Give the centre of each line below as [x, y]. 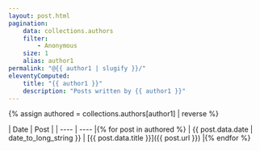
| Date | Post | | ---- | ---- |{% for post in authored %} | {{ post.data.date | [130, 129]
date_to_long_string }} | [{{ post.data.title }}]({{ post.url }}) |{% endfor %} [130, 138]
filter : [36, 38]
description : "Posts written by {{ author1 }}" [104, 91]
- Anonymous [58, 46]
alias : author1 [48, 61]
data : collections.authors [68, 31]
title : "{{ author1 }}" [63, 83]
